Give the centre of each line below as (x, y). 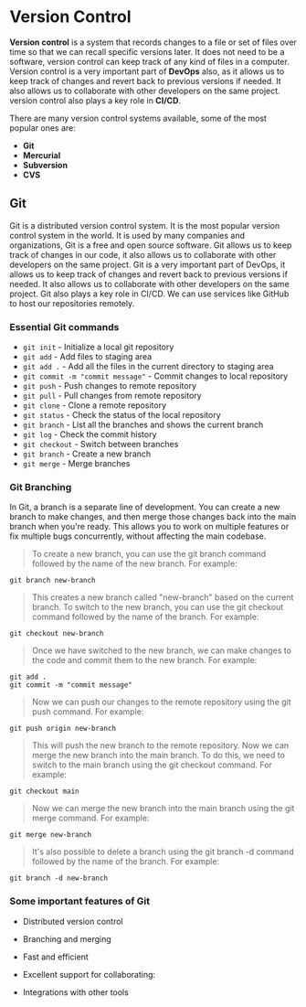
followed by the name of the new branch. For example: (134, 563)
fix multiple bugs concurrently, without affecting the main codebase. (138, 536)
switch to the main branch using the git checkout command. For (152, 765)
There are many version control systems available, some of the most (138, 118)
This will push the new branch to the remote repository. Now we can (160, 745)
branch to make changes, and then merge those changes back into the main (153, 517)
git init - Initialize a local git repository (98, 347)
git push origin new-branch (63, 729)
